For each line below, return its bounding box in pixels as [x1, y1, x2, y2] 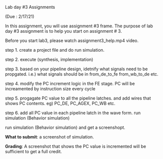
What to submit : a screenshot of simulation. [5, 134, 94, 139]
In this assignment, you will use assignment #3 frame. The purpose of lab [5, 23, 153, 29]
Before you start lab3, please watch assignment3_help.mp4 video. [5, 38, 139, 43]
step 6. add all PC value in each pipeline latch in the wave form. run [5, 110, 141, 116]
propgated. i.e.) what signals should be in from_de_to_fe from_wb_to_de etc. [5, 71, 159, 77]
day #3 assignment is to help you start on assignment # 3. [5, 28, 122, 34]
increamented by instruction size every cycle [5, 86, 95, 92]
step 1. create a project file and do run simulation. [5, 47, 105, 53]
